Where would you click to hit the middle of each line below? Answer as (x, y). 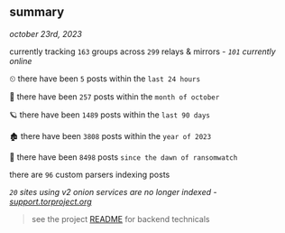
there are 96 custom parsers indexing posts (90, 174)
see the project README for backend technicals (120, 219)
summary (37, 12)
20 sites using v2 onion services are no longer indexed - (113, 191)
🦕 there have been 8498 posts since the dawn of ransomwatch (124, 157)
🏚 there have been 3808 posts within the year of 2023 (110, 135)
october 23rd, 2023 (46, 33)
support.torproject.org (51, 201)
